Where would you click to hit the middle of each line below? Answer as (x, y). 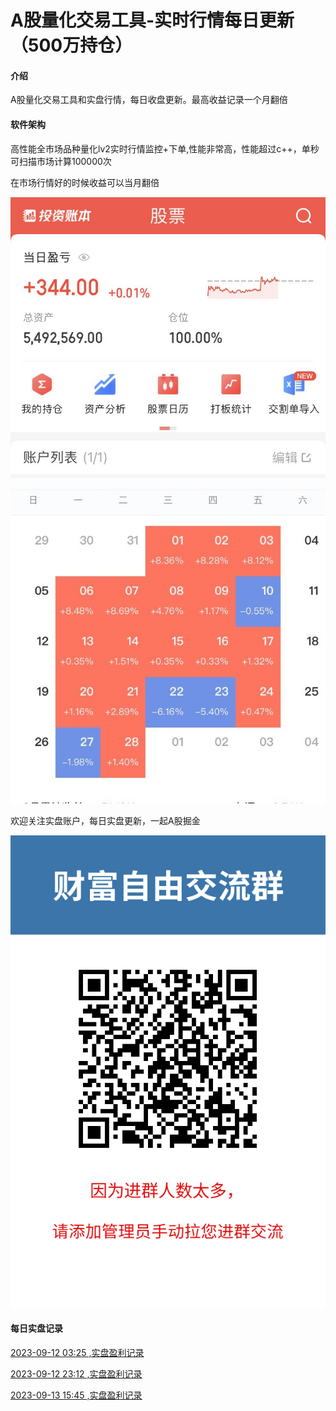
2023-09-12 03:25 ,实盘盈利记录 (77, 1352)
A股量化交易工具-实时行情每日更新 (152, 20)
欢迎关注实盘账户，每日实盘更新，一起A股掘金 (105, 821)
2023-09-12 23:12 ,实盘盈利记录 (76, 1373)
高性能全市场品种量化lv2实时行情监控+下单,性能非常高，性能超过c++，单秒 (165, 148)
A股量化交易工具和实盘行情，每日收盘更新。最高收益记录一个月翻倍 (149, 100)
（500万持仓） (71, 45)
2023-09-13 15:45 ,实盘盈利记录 (76, 1395)
